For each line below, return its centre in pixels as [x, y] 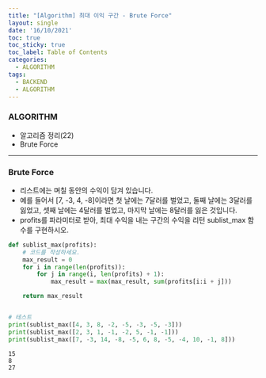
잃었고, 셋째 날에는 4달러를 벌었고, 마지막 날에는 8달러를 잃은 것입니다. [128, 210]
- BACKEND [31, 82]
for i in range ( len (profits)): [74, 267]
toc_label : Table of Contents [58, 52]
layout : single [33, 23]
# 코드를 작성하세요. [51, 252]
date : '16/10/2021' [40, 30]
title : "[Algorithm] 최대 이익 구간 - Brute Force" [90, 15]
